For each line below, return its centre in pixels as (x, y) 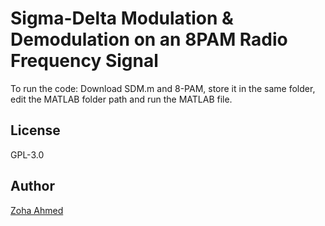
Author (32, 186)
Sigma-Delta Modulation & (122, 18)
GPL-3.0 (27, 154)
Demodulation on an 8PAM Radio (149, 39)
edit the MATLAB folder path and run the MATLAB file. (121, 99)
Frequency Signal (84, 61)
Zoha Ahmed (37, 210)
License (35, 130)
